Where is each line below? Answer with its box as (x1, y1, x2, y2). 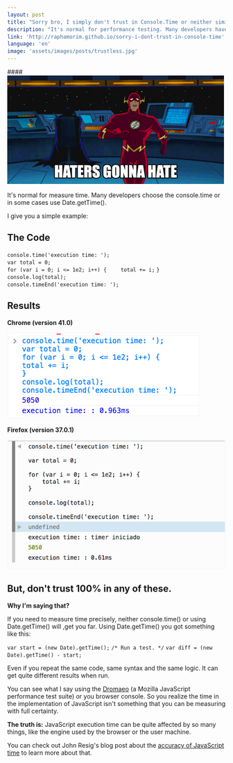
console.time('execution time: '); (7, 251, 110, 258)
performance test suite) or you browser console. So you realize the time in (7, 691, 220, 701)
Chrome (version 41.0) (7, 318, 74, 326)
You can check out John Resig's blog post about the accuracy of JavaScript (7, 741, 225, 749)
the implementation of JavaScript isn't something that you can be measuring (7, 699, 226, 707)
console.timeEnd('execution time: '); (7, 281, 119, 288)
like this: (7, 629, 31, 638)
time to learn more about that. (7, 748, 92, 757)
